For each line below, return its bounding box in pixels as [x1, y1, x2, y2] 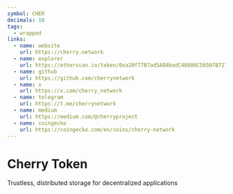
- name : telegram [13, 94, 64, 101]
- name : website [13, 42, 60, 49]
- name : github [13, 68, 58, 75]
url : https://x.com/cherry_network [19, 87, 123, 94]
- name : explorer [13, 55, 64, 62]
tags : [7, 23, 23, 30]
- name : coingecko [13, 119, 67, 127]
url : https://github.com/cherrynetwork [19, 74, 135, 82]
